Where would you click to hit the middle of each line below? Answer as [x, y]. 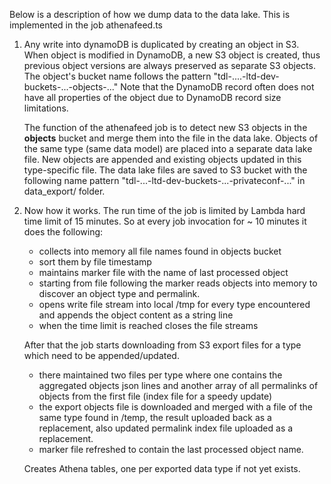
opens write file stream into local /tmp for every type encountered [174, 304]
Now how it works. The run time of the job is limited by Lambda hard [164, 210]
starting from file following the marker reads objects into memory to [178, 283]
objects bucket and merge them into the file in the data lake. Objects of [171, 138]
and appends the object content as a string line [136, 315]
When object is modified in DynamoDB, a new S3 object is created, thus [172, 55]
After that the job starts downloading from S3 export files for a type [162, 345]
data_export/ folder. [64, 191]
